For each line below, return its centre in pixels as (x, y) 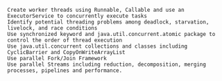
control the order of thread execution (65, 40)
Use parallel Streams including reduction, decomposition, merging (107, 64)
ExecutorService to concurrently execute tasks (77, 16)
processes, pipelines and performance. (65, 71)
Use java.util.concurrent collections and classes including (97, 46)
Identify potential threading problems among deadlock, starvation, (108, 22)
